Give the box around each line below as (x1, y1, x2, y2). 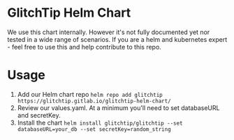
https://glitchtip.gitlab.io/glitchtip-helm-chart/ (17, 98, 171, 104)
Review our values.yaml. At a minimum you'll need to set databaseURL (17, 103, 220, 112)
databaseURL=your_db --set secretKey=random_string (17, 125, 171, 133)
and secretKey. (17, 111, 61, 119)
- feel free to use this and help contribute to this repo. (7, 42, 162, 51)
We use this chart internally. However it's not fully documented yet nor (7, 28, 210, 36)
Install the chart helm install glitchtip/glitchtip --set (17, 118, 183, 127)
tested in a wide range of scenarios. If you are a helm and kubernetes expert (7, 35, 228, 43)
